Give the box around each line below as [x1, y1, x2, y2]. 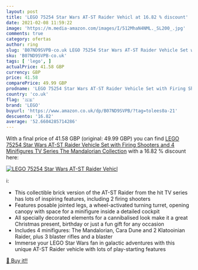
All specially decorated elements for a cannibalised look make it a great [14, 214, 188, 221]
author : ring [6, 42, 38, 48]
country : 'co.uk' [6, 91, 49, 97]
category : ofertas [6, 36, 51, 42]
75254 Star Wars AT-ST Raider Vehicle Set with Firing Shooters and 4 [6, 142, 175, 149]
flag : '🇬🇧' [6, 97, 35, 102]
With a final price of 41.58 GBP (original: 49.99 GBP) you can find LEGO [6, 135, 180, 142]
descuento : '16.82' [6, 113, 54, 119]
